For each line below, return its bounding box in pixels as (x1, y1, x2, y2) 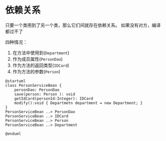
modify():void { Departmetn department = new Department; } (14, 100, 143, 105)
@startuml (5, 78, 26, 83)
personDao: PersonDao (14, 87, 59, 92)
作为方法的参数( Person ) (12, 68, 60, 74)
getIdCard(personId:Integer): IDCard (14, 96, 94, 101)
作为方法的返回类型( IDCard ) (12, 62, 69, 68)
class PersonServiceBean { (5, 83, 62, 88)
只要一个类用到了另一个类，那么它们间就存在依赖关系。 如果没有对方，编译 (5, 22, 161, 28)
